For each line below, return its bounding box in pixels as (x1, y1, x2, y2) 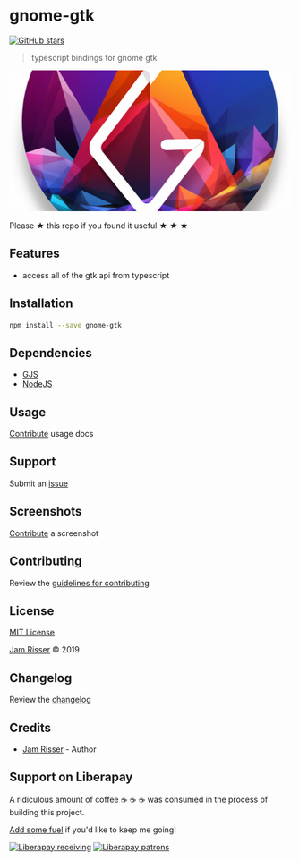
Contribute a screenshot (9, 527, 99, 538)
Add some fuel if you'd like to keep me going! (9, 824, 176, 835)
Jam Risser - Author (21, 744, 97, 754)
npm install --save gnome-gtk (9, 320, 123, 329)
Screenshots (9, 504, 82, 519)
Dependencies (9, 345, 92, 361)
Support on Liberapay (9, 770, 133, 785)
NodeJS (21, 379, 53, 389)
